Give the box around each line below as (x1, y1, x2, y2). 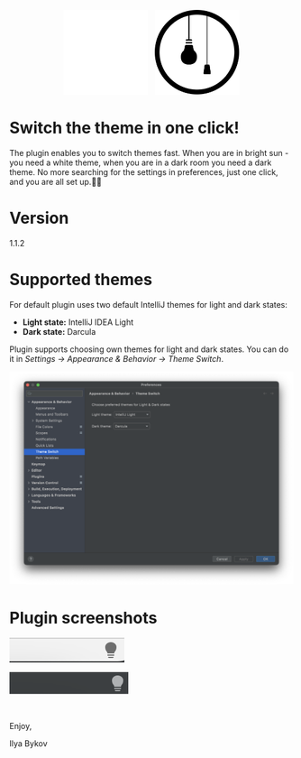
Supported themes (9, 270, 153, 290)
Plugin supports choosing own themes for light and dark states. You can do (9, 344, 289, 355)
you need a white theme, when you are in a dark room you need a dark (9, 157, 272, 168)
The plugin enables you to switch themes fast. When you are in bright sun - (9, 147, 289, 158)
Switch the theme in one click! (9, 118, 240, 138)
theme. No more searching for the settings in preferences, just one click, (9, 166, 278, 177)
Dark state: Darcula (22, 326, 96, 337)
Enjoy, (9, 721, 32, 732)
